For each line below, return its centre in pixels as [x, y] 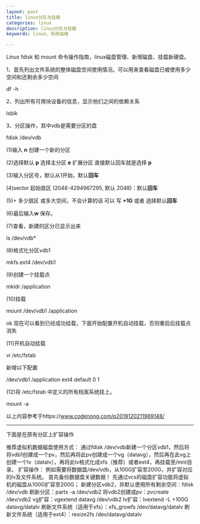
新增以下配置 [22, 367]
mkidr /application [28, 287]
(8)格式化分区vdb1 [28, 250]
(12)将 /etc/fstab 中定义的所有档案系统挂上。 [61, 392]
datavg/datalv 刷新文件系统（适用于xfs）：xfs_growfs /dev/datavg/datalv [95, 507]
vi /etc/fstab [21, 356]
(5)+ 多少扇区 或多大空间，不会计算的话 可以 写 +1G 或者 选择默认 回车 [92, 201]
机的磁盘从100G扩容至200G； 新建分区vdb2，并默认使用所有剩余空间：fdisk [100, 485]
